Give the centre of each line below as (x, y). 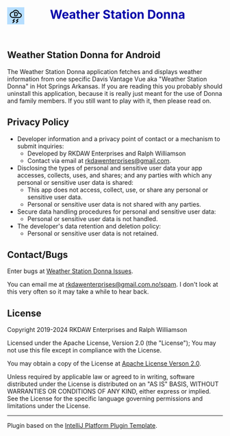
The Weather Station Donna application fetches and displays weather (105, 71)
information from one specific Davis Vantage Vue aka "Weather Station (107, 79)
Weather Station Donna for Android (84, 55)
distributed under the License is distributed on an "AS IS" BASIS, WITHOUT (113, 384)
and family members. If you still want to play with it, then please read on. (109, 101)
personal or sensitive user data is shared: (75, 182)
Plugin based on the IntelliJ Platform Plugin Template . (82, 426)
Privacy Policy (38, 122)
